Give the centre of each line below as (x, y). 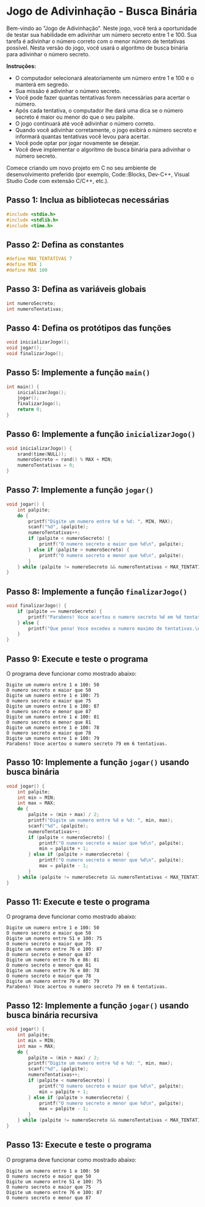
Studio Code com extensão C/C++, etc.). (58, 181)
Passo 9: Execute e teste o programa (77, 659)
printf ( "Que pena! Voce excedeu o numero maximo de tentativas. (112, 629)
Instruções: (21, 66)
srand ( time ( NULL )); (42, 454)
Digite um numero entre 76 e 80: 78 (53, 971)
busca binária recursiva (52, 1015)
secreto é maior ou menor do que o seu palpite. (75, 117)
